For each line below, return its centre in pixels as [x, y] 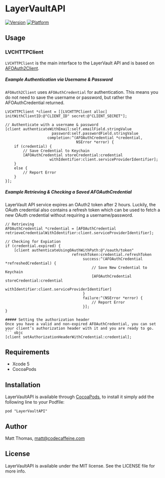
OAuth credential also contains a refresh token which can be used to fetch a [82, 210]
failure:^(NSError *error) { [112, 298]
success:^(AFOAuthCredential [112, 259]
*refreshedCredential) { [31, 263]
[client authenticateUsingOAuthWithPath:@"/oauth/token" [74, 250]
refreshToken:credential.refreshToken [112, 254]
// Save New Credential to [119, 268]
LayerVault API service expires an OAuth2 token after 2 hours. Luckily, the [81, 204]
